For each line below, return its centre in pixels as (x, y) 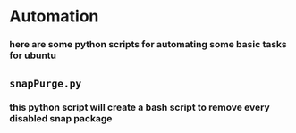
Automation (54, 17)
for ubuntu (33, 55)
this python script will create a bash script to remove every (140, 107)
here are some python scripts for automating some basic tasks (148, 45)
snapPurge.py (46, 83)
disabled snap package (61, 119)
